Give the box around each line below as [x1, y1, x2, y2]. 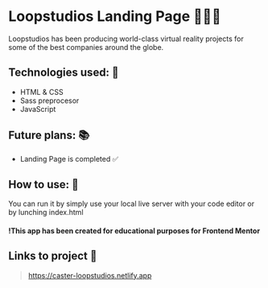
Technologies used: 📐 [8, 66, 119, 80]
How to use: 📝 [8, 177, 79, 191]
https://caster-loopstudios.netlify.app [27, 270, 152, 280]
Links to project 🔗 [8, 249, 98, 263]
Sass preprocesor [19, 96, 80, 105]
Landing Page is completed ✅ [19, 154, 119, 163]
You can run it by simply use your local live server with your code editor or [8, 199, 255, 208]
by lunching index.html [8, 208, 84, 217]
